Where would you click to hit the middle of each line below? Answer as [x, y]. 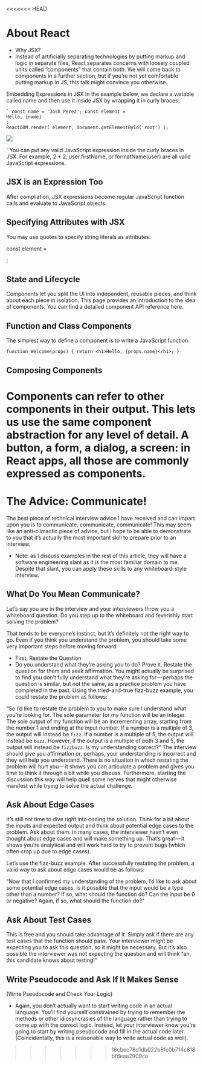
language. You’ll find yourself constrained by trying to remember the [100, 1012]
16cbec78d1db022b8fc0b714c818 [153, 1049]
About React [38, 33]
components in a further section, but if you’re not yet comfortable [96, 76]
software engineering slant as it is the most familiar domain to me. [97, 562]
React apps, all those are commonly [98, 461]
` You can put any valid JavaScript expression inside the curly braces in [95, 150]
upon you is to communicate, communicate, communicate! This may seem [99, 525]
